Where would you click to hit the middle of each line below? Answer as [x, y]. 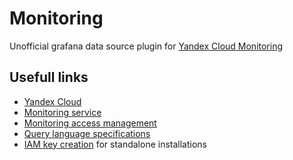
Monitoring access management [90, 123]
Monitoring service [62, 112]
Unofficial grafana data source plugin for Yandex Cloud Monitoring [146, 46]
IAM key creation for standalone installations [115, 144]
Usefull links [49, 77]
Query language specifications [87, 133]
